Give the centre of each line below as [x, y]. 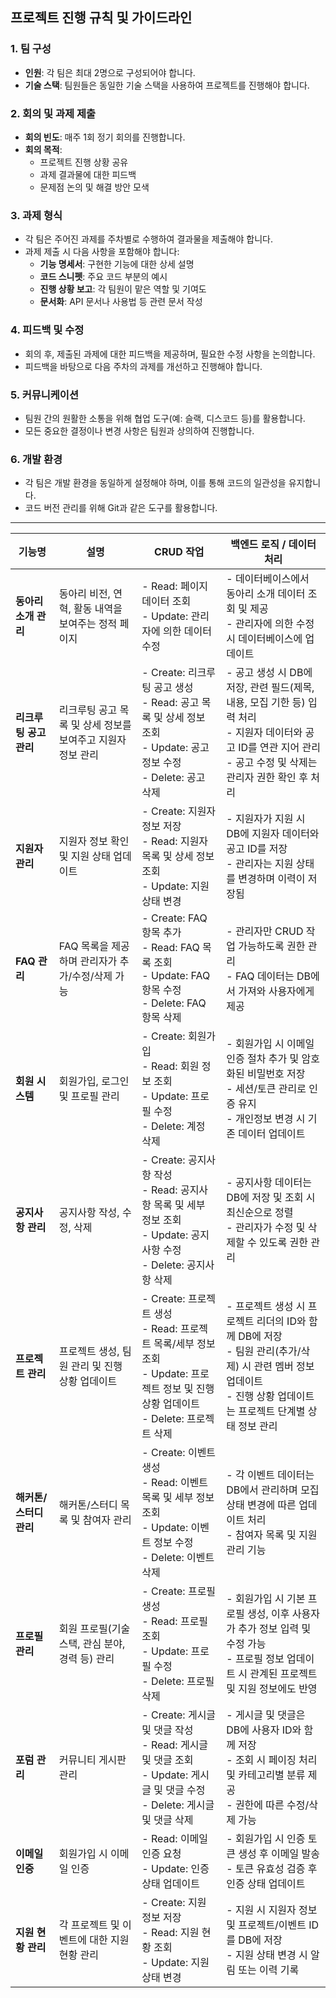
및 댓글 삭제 [167, 1820]
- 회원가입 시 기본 [266, 1599]
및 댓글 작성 [167, 1730]
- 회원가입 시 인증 [266, 1839]
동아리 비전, [84, 594]
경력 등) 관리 [86, 1659]
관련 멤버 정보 [284, 1366]
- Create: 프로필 [179, 1591]
